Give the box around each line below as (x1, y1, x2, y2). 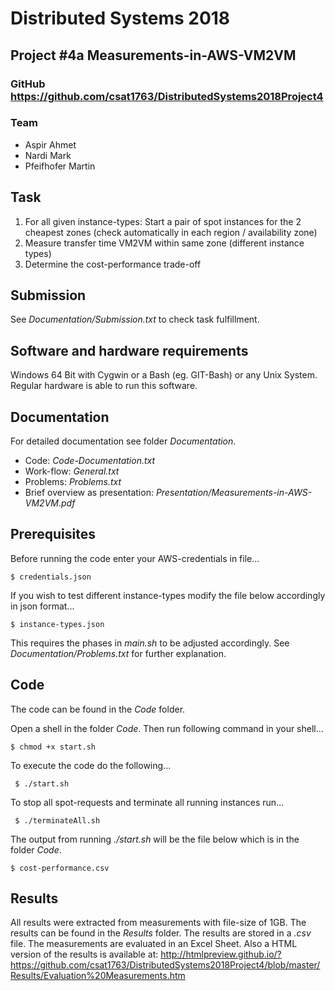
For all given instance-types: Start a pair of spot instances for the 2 (24, 215, 302, 227)
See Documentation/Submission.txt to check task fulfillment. (10, 313, 260, 326)
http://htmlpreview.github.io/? (160, 948, 282, 961)
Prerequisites (10, 526, 96, 543)
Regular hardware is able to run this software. (10, 380, 198, 392)
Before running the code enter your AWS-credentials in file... (10, 552, 260, 564)
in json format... (10, 600, 75, 612)
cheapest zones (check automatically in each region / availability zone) (24, 226, 318, 238)
